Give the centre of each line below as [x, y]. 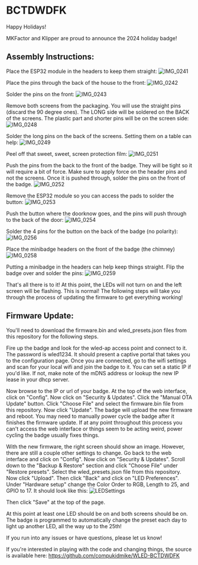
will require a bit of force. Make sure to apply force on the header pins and [97, 171]
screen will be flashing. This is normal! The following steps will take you [93, 291]
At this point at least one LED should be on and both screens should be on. [97, 513]
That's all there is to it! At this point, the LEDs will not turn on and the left [94, 285]
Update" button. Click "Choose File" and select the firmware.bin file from [95, 403]
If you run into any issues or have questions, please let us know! [84, 538]
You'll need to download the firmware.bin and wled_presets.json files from [97, 330]
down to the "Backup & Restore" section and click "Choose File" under [92, 465]
